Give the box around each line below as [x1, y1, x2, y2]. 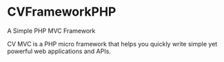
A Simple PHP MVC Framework [7, 27, 96, 35]
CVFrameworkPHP [7, 4, 116, 20]
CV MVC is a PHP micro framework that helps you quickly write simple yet [7, 40, 218, 48]
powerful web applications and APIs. [7, 47, 112, 55]
